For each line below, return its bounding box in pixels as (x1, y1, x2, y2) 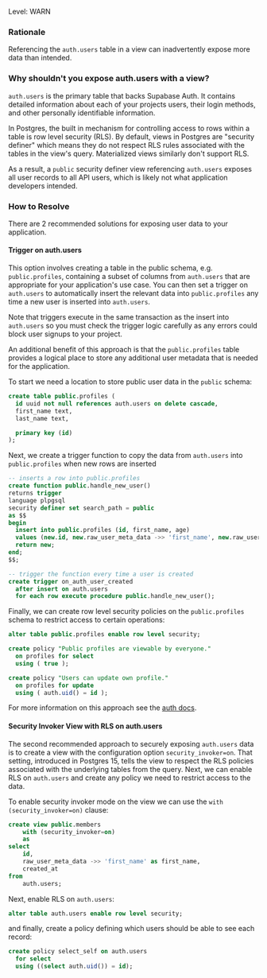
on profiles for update (15, 681, 94, 689)
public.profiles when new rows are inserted (8, 459, 157, 468)
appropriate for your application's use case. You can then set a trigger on (8, 280, 249, 289)
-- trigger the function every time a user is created (8, 570, 194, 578)
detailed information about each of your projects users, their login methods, (8, 99, 256, 109)
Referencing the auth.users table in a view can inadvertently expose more (8, 45, 250, 54)
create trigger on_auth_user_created (8, 577, 133, 585)
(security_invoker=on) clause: (8, 805, 109, 814)
